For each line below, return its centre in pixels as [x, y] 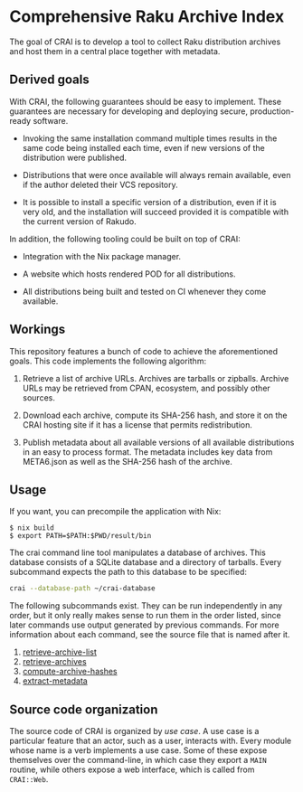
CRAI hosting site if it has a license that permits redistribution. [137, 424]
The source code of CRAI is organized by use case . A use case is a [134, 731]
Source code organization [84, 709]
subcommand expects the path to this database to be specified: [128, 572]
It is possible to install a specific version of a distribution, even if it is [150, 202]
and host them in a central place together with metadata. [115, 51]
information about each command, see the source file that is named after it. [150, 635]
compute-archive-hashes [70, 672]
